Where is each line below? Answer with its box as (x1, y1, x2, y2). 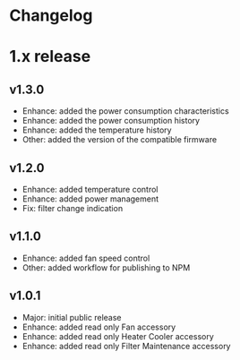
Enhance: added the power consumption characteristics (21, 106, 230, 116)
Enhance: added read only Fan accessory (21, 321, 176, 332)
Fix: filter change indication (21, 203, 124, 213)
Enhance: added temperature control (21, 184, 159, 194)
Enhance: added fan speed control (21, 253, 150, 263)
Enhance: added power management (21, 193, 159, 204)
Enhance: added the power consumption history (21, 116, 200, 126)
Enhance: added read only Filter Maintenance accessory (21, 340, 231, 351)
